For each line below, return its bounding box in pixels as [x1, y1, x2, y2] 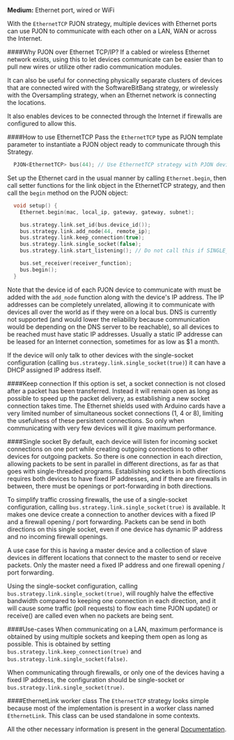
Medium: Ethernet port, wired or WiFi [7, 6, 115, 14]
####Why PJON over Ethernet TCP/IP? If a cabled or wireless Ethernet [7, 48, 210, 56]
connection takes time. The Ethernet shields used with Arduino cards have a [7, 401, 226, 410]
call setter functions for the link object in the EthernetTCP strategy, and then [7, 181, 226, 189]
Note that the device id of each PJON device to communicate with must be [7, 286, 221, 294]
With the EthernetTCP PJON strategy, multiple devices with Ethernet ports [7, 20, 217, 27]
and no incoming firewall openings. [7, 532, 108, 540]
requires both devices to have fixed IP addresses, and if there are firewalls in [7, 474, 227, 482]
